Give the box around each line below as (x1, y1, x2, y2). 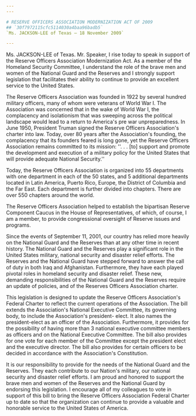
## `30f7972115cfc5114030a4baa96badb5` (6, 25, 104, 30)
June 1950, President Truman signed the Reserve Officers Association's (6, 124, 180, 131)
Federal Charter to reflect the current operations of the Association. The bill (6, 300, 188, 307)
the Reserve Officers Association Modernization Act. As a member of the (6, 57, 182, 64)
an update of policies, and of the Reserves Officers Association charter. (6, 283, 178, 290)
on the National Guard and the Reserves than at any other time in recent (6, 239, 180, 246)
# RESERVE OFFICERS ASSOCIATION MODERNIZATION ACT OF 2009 (6, 19, 153, 25)
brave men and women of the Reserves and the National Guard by (6, 380, 166, 387)
